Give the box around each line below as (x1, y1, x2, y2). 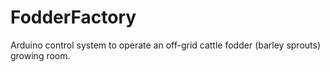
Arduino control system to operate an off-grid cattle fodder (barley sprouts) (10, 39, 321, 51)
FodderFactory (10, 6, 137, 29)
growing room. (10, 49, 71, 61)
